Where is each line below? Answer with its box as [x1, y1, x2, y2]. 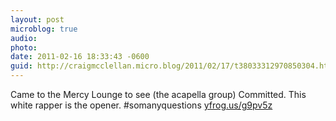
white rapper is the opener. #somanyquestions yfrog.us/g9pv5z [10, 99, 273, 111]
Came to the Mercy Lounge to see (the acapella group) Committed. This [10, 89, 307, 100]
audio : [10, 33, 38, 43]
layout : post [10, 14, 65, 25]
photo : [10, 42, 38, 53]
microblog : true [10, 24, 78, 34]
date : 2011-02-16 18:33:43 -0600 [10, 52, 150, 62]
